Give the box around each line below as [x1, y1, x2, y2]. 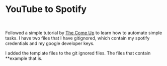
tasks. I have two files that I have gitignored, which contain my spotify [5, 35, 150, 41]
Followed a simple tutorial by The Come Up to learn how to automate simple [5, 29, 162, 35]
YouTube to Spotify [5, 3, 87, 15]
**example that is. [5, 55, 43, 61]
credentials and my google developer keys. [5, 40, 95, 46]
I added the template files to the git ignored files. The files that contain [5, 50, 151, 56]
